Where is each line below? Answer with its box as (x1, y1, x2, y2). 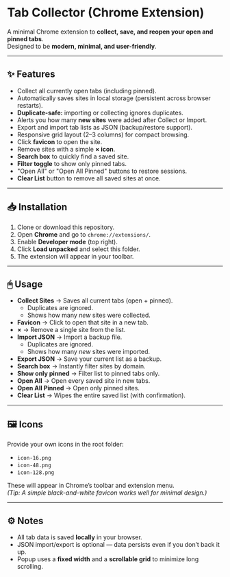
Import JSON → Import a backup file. (16, 333, 123, 341)
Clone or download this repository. (16, 223, 115, 231)
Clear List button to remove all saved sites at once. (16, 174, 161, 182)
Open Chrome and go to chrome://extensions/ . (16, 230, 151, 238)
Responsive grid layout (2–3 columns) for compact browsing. (16, 130, 190, 139)
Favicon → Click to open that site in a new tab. (16, 318, 149, 327)
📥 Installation (7, 201, 68, 213)
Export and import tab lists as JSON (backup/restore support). (16, 123, 193, 131)
